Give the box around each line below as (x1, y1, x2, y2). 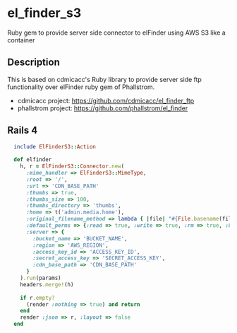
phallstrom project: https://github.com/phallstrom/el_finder (17, 104, 188, 112)
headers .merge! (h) (20, 281, 74, 288)
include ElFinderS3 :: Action (13, 143, 97, 150)
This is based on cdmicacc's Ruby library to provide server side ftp (7, 75, 202, 83)
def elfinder (13, 156, 52, 163)
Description (7, 57, 60, 69)
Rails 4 (7, 124, 38, 136)
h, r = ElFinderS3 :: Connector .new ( (20, 163, 125, 170)
